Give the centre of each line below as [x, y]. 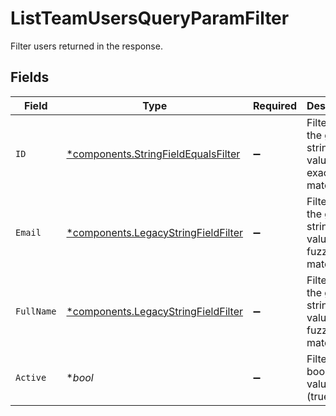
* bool [80, 377]
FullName [36, 311]
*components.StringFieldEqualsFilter [153, 154]
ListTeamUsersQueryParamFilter [150, 18]
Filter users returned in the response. [86, 46]
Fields [30, 77]
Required [275, 105]
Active [31, 377]
